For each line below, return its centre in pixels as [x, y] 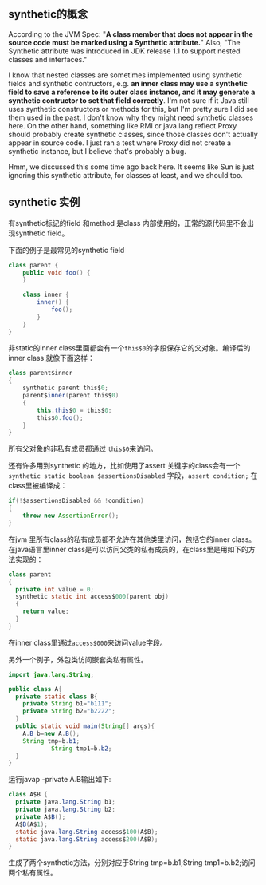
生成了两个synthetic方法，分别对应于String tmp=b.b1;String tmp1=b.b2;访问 [132, 863]
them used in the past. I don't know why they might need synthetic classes [131, 117]
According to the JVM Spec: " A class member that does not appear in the [131, 34]
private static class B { [57, 697]
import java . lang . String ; [51, 674]
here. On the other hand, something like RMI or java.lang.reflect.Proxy [123, 125]
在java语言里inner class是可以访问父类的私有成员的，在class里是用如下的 [129, 549]
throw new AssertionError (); [71, 516]
